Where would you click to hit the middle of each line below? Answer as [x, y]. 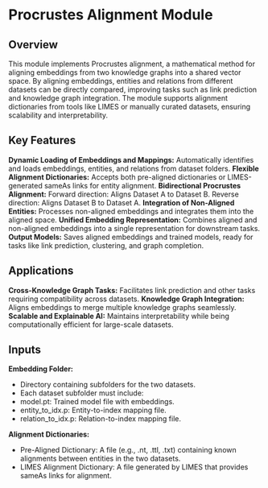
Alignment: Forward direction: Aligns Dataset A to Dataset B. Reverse [124, 194]
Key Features [42, 141]
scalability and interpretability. [58, 115]
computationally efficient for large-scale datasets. [91, 325]
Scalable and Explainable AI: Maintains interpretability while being [119, 316]
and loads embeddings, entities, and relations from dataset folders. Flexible [134, 168]
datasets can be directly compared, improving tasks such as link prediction [133, 89]
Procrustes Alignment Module [111, 15]
